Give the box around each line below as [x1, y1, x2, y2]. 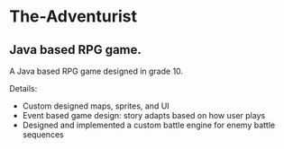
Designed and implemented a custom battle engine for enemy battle [22, 119, 276, 130]
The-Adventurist [9, 6, 138, 27]
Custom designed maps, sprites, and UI [22, 101, 169, 111]
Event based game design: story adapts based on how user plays [22, 110, 266, 120]
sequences [22, 129, 65, 140]
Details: [9, 83, 38, 93]
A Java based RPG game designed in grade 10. [9, 66, 183, 76]
